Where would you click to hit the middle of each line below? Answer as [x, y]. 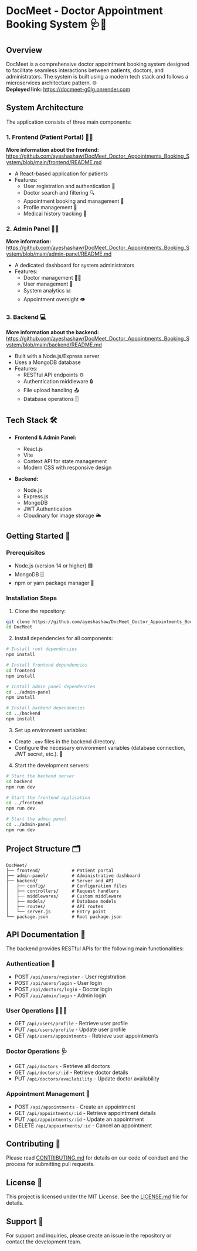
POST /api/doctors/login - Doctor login [63, 989]
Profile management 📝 [50, 208]
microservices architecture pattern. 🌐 [51, 83]
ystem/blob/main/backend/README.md [54, 345]
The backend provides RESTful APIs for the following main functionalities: [95, 949]
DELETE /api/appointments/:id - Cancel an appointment [83, 1125]
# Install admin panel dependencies [51, 686]
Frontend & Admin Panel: [45, 437]
